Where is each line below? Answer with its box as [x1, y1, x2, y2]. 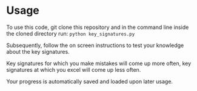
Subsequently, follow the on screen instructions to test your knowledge [6, 42, 184, 49]
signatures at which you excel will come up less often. [6, 66, 141, 73]
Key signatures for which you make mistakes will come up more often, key [6, 60, 192, 67]
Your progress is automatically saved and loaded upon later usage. [6, 78, 173, 85]
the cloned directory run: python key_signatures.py [6, 30, 135, 37]
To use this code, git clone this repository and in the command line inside [6, 24, 189, 31]
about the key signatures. [6, 48, 70, 55]
